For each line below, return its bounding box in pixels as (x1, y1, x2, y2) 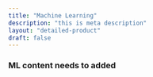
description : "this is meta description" (8, 19, 147, 27)
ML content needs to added (8, 60, 117, 71)
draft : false (8, 33, 52, 42)
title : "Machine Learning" (8, 11, 98, 20)
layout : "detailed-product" (8, 26, 101, 34)
